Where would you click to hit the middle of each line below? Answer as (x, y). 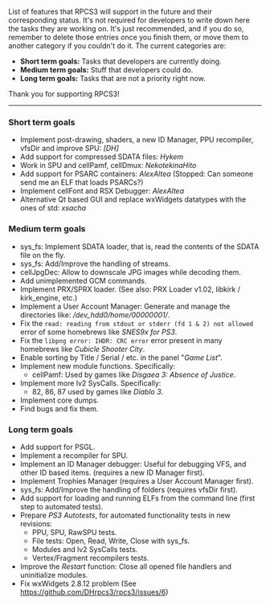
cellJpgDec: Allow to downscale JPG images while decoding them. (130, 272)
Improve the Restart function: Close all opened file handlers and (125, 566)
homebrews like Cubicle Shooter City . (82, 349)
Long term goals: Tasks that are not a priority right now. (113, 78)
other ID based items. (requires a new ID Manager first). (112, 472)
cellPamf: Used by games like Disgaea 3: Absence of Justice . (134, 374)
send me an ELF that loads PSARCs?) (82, 182)
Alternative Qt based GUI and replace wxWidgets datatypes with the (133, 199)
